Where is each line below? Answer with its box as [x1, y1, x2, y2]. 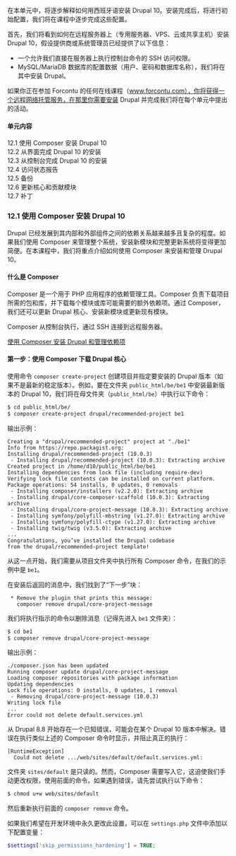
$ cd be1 [7, 628, 33, 635]
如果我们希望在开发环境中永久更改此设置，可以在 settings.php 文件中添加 [7, 819, 222, 828]
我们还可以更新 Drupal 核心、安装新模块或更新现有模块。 [7, 307, 173, 316]
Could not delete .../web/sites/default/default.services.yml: [13, 754, 203, 761]
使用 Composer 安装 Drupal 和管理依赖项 [7, 337, 126, 346]
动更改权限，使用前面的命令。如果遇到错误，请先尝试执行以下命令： [7, 776, 205, 785]
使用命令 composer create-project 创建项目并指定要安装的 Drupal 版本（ [7, 372, 218, 380]
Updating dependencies [7, 681, 74, 688]
